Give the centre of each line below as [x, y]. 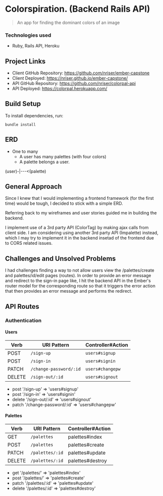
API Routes [22, 306]
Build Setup [23, 104]
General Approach [33, 187]
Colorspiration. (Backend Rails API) [78, 9]
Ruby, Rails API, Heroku [36, 46]
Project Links [25, 61]
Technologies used [28, 35]
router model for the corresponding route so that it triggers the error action [80, 286]
